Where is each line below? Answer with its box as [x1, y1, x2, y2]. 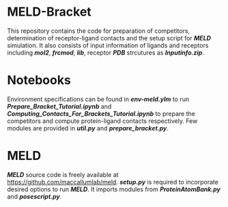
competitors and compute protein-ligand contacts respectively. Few [7, 117, 198, 125]
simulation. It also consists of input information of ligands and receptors [7, 41, 209, 49]
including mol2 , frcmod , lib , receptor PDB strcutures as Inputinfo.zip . [7, 49, 205, 57]
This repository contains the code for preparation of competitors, [7, 27, 190, 35]
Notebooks [7, 72, 72, 88]
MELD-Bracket [7, 4, 92, 20]
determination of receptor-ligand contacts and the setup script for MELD [7, 33, 212, 42]
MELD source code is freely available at [7, 170, 119, 178]
